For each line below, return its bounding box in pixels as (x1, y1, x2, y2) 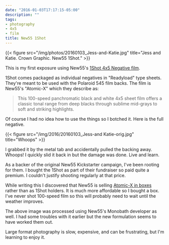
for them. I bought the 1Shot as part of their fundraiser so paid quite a (5, 167, 150, 173)
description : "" (5, 12, 39, 17)
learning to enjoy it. (5, 234, 45, 240)
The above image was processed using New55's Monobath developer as (5, 208, 157, 214)
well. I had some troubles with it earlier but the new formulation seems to (5, 214, 156, 220)
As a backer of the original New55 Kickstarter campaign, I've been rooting (5, 161, 160, 167)
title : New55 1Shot (5, 36, 46, 41)
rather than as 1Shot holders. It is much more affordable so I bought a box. (5, 187, 159, 193)
